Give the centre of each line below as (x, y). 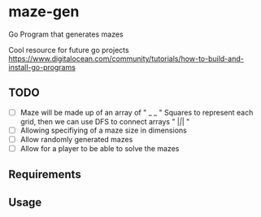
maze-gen (44, 12)
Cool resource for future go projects (69, 50)
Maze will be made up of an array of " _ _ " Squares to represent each (137, 112)
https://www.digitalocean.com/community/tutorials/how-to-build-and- (126, 59)
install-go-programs (42, 67)
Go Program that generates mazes (66, 34)
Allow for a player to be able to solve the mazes (100, 148)
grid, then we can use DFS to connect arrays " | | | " (105, 121)
